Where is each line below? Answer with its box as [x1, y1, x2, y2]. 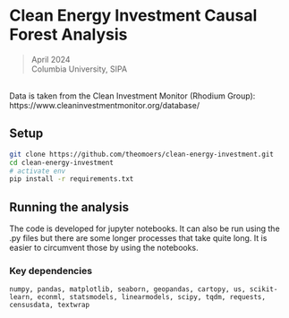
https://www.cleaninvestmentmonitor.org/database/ [9, 99, 200, 110]
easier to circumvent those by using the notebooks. [9, 243, 199, 254]
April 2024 [30, 54, 71, 64]
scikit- [249, 285, 278, 294]
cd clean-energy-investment [9, 158, 115, 167]
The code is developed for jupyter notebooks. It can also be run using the [9, 223, 280, 234]
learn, [9, 293, 34, 302]
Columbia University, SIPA [30, 64, 128, 74]
